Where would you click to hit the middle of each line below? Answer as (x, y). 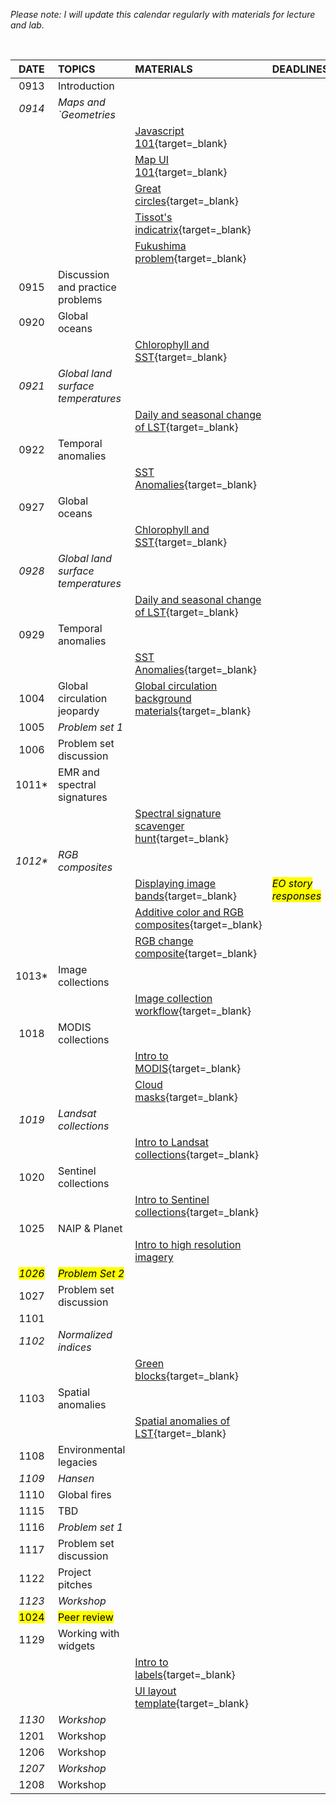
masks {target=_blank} (186, 1097)
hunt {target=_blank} (181, 838)
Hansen (76, 1478)
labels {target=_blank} (185, 1674)
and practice (87, 287)
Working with (88, 1633)
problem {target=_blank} (190, 258)
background (163, 698)
